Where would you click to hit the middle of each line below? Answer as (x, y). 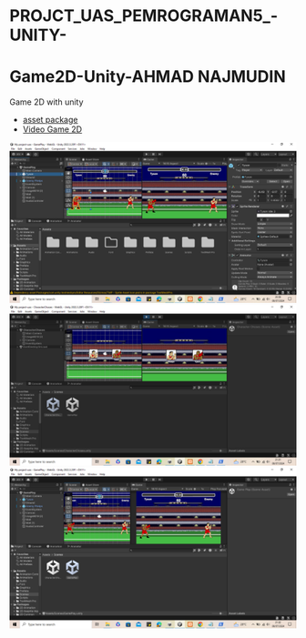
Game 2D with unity (46, 102)
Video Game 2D (52, 129)
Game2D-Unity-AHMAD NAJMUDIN (148, 77)
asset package (50, 120)
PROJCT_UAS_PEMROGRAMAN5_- (144, 16)
